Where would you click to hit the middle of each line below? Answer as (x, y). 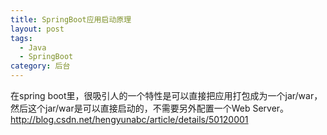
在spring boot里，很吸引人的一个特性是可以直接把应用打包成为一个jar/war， (166, 95)
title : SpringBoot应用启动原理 (71, 19)
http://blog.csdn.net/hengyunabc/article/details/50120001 (129, 119)
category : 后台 (40, 66)
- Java (33, 47)
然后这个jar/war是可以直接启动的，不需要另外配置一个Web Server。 (150, 108)
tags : (21, 38)
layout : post (37, 29)
